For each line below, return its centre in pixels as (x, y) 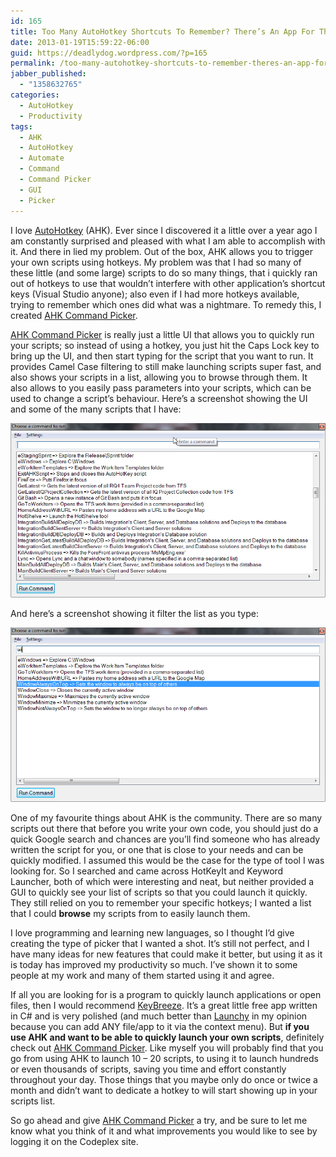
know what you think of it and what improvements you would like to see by (164, 1131)
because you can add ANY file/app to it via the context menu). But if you (160, 1027)
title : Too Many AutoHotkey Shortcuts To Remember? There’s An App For (162, 31)
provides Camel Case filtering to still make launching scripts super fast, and (166, 366)
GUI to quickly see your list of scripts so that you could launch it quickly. (159, 892)
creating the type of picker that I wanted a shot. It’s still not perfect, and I (160, 944)
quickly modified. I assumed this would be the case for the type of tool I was (167, 861)
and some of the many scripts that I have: (96, 409)
